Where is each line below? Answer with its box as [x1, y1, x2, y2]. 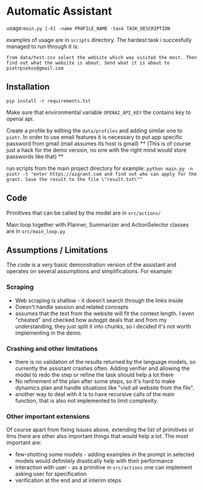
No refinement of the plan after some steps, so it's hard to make [15, 377, 176, 385]
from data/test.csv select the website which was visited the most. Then [6, 54, 198, 60]
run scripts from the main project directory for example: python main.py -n [6, 165, 193, 172]
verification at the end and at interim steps [15, 477, 122, 484]
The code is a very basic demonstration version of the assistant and [6, 261, 176, 269]
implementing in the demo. [15, 329, 83, 336]
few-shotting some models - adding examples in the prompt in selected [15, 451, 194, 458]
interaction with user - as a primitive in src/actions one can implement [15, 464, 193, 471]
